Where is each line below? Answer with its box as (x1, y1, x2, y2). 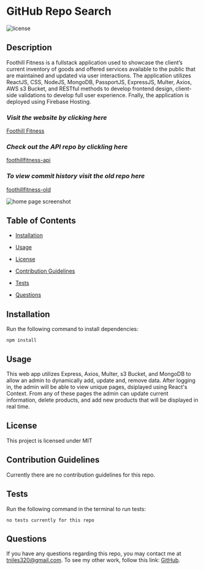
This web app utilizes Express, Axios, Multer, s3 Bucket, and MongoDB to (6, 370, 191, 378)
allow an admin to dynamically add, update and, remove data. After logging (6, 377, 196, 385)
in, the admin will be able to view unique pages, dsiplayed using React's (6, 383, 188, 391)
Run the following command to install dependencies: (6, 326, 139, 333)
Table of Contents (6, 216, 77, 226)
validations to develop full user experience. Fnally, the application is (18, 91, 189, 99)
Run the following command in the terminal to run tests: (6, 505, 146, 512)
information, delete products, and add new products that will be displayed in (6, 396, 198, 404)
